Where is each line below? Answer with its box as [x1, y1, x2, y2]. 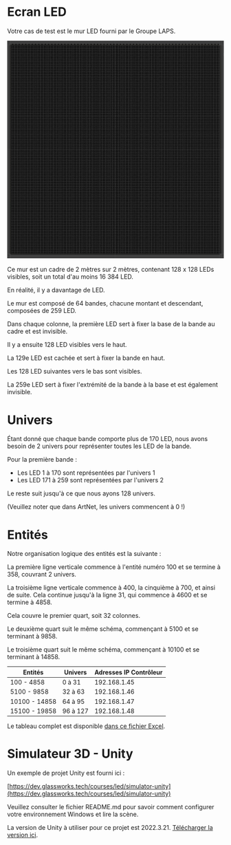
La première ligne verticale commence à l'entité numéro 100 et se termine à [7, 563, 221, 571]
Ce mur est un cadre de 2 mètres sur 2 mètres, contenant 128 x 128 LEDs [7, 266, 214, 274]
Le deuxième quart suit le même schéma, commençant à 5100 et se [7, 625, 199, 633]
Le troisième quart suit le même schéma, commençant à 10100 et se [7, 645, 200, 654]
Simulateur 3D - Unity [7, 746, 133, 762]
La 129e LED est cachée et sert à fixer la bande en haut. [7, 354, 166, 362]
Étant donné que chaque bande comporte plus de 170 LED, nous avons [7, 435, 208, 443]
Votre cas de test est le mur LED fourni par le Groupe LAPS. [7, 27, 176, 35]
